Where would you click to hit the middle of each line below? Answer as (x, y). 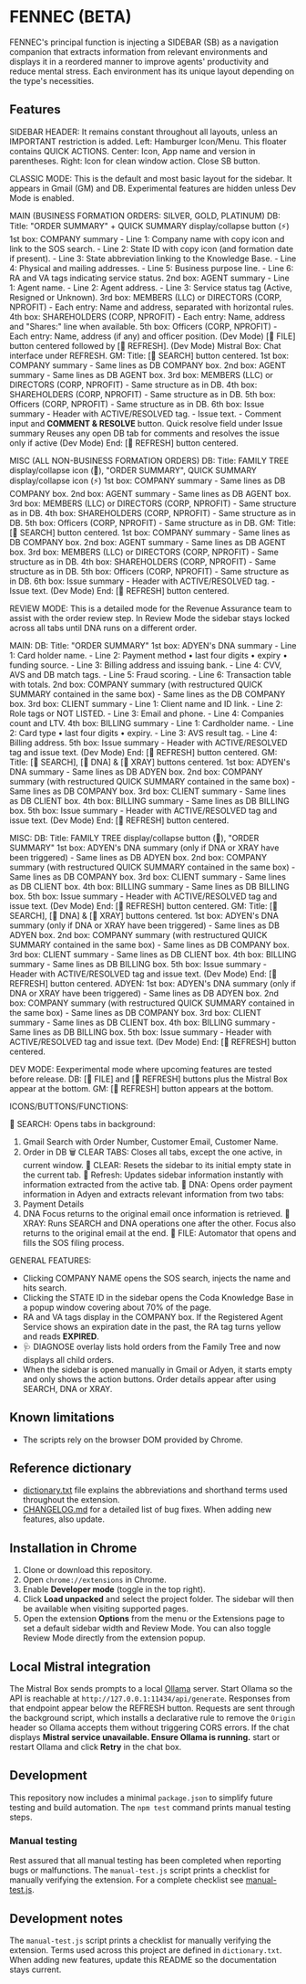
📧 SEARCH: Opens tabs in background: (82, 1124)
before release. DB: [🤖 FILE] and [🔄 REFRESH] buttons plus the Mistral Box (149, 1079)
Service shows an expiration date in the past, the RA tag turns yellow (152, 1326)
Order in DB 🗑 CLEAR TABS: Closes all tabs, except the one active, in (152, 1152)
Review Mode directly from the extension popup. (114, 1638)
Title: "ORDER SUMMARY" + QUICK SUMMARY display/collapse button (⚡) (149, 226)
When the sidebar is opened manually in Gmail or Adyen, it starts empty (158, 1369)
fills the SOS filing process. (73, 1242)
